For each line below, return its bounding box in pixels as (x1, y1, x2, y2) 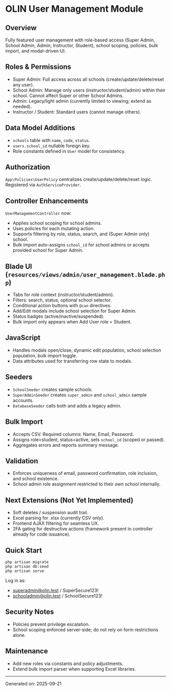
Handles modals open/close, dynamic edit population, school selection (12, 347, 161, 353)
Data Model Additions (5, 124, 75, 132)
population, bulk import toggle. (12, 352, 77, 358)
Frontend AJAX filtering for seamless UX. (12, 520, 99, 526)
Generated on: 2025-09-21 (5, 680, 62, 686)
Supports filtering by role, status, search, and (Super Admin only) (12, 231, 150, 237)
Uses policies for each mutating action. (12, 225, 95, 232)
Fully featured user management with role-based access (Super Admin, (5, 37, 155, 43)
